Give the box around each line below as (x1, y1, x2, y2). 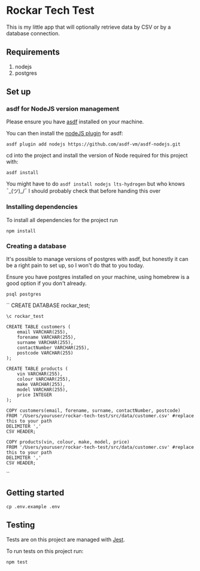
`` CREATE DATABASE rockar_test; (6, 302, 90, 309)
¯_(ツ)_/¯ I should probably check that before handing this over (6, 187, 160, 195)
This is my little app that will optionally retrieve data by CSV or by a (6, 23, 171, 31)
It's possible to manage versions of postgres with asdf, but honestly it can (6, 256, 189, 263)
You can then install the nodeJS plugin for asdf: (6, 130, 123, 137)
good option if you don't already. (6, 280, 87, 287)
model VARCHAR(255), (17, 387, 68, 393)
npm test (6, 559, 28, 565)
